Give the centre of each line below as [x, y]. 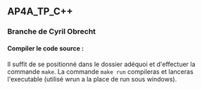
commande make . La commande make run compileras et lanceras [100, 71]
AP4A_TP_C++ [40, 12]
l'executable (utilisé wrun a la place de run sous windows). [92, 79]
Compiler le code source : [46, 48]
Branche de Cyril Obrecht [52, 32]
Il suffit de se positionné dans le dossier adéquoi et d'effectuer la [101, 64]
